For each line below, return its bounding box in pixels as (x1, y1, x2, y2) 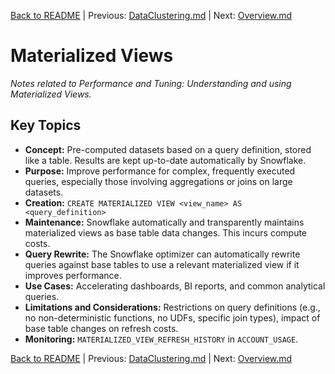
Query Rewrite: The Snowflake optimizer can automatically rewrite (24, 248, 301, 260)
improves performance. (24, 269, 122, 281)
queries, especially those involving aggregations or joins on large (24, 175, 293, 187)
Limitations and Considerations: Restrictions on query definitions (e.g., (24, 301, 321, 313)
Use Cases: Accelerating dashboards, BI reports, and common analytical (24, 280, 326, 292)
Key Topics (10, 117, 82, 134)
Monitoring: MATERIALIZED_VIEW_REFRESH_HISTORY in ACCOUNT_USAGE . (24, 333, 299, 345)
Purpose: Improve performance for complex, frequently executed (24, 165, 296, 177)
